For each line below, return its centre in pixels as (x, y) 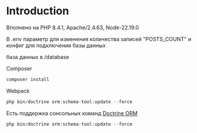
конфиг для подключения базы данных (56, 45)
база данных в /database (38, 57)
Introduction (38, 11)
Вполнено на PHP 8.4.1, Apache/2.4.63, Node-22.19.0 (73, 27)
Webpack (18, 91)
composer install (28, 79)
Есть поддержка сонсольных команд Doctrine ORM (72, 113)
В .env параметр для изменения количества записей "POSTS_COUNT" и (99, 39)
